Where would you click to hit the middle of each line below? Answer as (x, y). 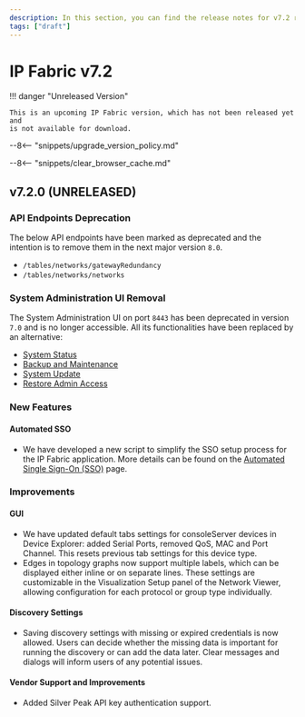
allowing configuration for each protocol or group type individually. (147, 592)
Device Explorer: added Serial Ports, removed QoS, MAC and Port (145, 543)
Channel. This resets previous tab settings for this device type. (140, 553)
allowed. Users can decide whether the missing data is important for (150, 642)
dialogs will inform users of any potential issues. (113, 662)
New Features (41, 407)
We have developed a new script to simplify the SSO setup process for (155, 449)
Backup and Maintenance (70, 364)
